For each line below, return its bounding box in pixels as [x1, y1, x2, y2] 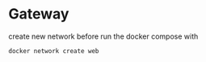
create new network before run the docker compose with [8, 31, 199, 41]
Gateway [8, 5, 69, 23]
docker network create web [8, 47, 99, 55]
